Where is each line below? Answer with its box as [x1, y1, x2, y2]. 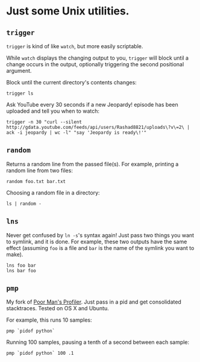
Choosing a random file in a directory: [6, 189, 101, 196]
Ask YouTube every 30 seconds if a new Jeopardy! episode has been [6, 101, 179, 108]
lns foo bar [6, 262, 36, 269]
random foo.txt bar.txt [6, 178, 66, 184]
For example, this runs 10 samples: [6, 316, 92, 323]
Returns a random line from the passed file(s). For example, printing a [6, 160, 179, 167]
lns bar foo [6, 267, 36, 273]
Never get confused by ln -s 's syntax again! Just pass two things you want [6, 231, 195, 239]
